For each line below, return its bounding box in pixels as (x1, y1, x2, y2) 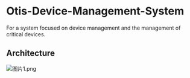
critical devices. (6, 30, 46, 37)
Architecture (6, 48, 55, 59)
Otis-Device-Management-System (6, 4, 185, 18)
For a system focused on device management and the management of (6, 24, 181, 31)
